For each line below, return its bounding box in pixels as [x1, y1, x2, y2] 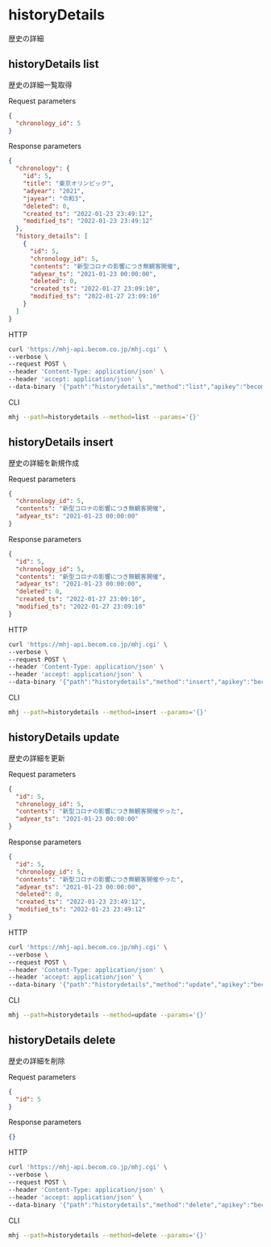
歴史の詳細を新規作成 [8, 458, 79, 467]
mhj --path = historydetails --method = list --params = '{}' [8, 412, 200, 421]
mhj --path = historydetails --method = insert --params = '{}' [8, 708, 207, 716]
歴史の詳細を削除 [8, 1055, 65, 1065]
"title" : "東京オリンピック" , [23, 180, 115, 188]
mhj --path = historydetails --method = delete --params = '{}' [8, 1231, 207, 1239]
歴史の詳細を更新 [8, 753, 65, 763]
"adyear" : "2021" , [23, 187, 85, 195]
